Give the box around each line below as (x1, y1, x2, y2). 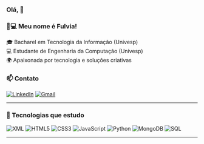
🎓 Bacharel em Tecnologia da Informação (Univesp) (6, 39, 138, 46)
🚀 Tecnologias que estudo (6, 111, 85, 120)
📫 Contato (6, 74, 39, 83)
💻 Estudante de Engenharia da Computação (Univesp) (6, 48, 144, 55)
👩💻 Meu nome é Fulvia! (6, 22, 77, 30)
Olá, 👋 (6, 5, 24, 14)
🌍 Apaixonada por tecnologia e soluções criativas (6, 57, 132, 64)
